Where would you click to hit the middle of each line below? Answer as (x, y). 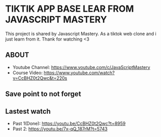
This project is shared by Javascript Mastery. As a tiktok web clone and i (81, 33)
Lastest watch (28, 111)
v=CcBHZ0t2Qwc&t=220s (40, 78)
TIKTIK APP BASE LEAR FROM (70, 9)
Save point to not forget (43, 94)
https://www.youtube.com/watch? (79, 73)
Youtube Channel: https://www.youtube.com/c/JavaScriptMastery (81, 67)
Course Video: (28, 73)
